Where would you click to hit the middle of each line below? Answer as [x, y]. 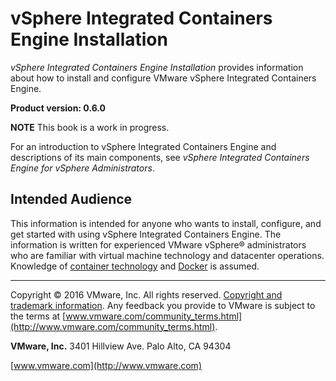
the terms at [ [38, 316]
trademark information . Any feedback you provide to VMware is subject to [163, 305]
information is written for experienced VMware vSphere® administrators [158, 244]
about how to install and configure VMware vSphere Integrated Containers [163, 78]
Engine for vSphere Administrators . [82, 168]
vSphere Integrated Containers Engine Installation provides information [157, 67]
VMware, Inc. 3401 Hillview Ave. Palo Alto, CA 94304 [121, 346]
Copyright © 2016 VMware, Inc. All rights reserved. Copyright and [146, 294]
